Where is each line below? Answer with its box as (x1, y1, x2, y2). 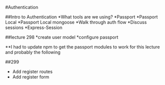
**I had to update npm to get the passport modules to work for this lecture (5, 44, 160, 49)
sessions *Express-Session (5, 24, 63, 30)
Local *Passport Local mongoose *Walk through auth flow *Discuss (5, 19, 147, 25)
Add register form (12, 74, 49, 79)
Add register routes (12, 68, 53, 74)
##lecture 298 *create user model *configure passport (5, 34, 119, 40)
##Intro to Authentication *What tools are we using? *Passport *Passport (5, 14, 158, 19)
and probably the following (5, 49, 61, 55)
